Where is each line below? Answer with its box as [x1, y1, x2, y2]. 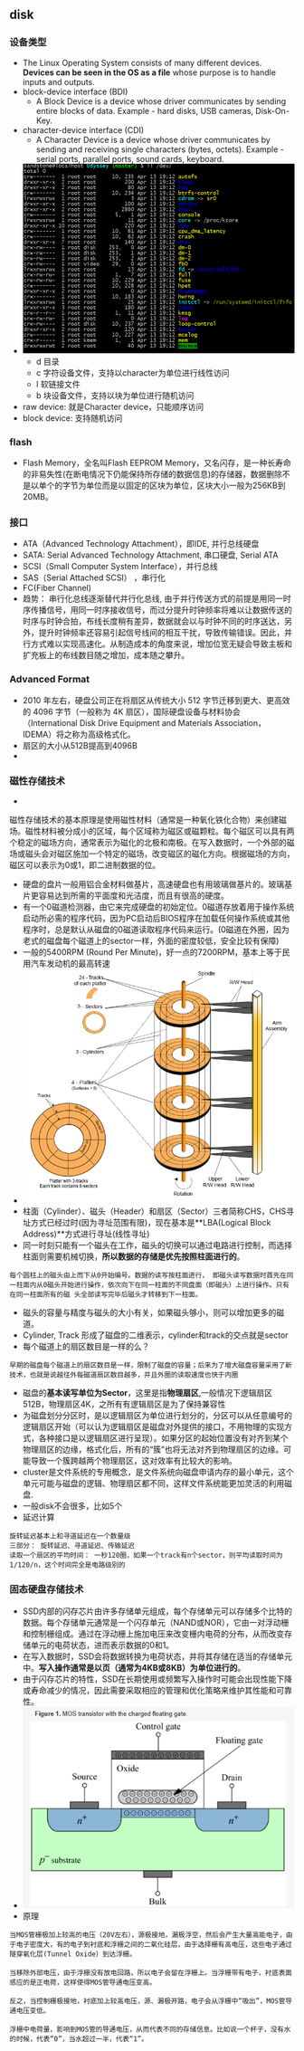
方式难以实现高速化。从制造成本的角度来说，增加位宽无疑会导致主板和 [30, 638, 292, 650]
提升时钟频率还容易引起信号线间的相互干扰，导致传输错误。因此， [38, 627, 285, 638]
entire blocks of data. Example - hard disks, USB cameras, [35, 105, 254, 116]
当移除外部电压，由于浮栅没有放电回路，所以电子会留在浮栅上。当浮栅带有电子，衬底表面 [9, 1968, 292, 1977]
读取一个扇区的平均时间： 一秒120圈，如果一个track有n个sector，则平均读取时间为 [9, 1551, 283, 1560]
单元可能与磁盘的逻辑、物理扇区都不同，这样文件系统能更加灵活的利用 [22, 1478, 285, 1489]
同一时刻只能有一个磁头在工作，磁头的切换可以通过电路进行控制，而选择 [22, 1240, 292, 1251]
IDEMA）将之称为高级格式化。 [22, 729, 136, 739]
